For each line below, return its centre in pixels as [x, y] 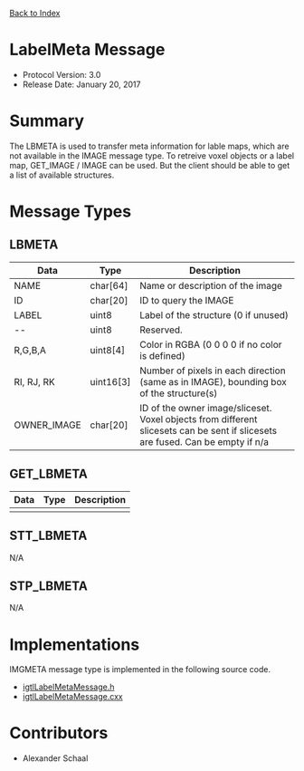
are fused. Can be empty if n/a [204, 441]
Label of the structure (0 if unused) [214, 314]
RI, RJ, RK [35, 381]
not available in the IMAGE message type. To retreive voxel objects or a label [152, 155]
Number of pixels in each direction [213, 371]
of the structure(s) [179, 393]
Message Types [71, 212]
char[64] [109, 285]
